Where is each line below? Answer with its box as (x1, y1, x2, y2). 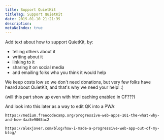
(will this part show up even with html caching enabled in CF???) (5, 94, 135, 100)
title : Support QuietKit (5, 7, 56, 12)
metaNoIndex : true (5, 26, 43, 31)
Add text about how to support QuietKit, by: (5, 39, 94, 45)
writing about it (12, 54, 43, 60)
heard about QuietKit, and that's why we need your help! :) (5, 84, 124, 90)
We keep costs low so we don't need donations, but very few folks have (5, 79, 151, 85)
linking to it (12, 59, 35, 65)
